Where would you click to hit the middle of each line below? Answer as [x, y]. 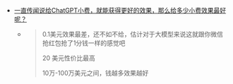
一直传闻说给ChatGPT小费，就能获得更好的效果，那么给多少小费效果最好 [120, 10]
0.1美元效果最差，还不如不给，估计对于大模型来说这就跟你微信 [133, 34]
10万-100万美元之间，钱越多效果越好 [95, 73]
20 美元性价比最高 [68, 58]
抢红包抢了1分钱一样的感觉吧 [84, 43]
